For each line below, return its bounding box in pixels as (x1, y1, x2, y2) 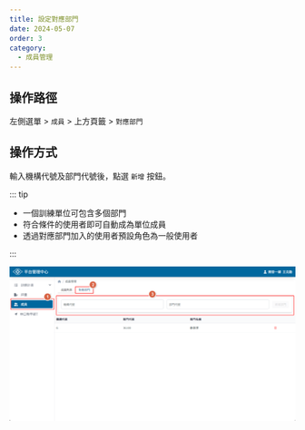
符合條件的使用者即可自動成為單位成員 (22, 219, 166, 230)
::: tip (9, 189, 29, 200)
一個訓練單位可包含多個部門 (22, 207, 127, 218)
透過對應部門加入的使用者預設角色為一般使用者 (22, 230, 198, 240)
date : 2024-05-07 (9, 24, 75, 34)
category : (9, 44, 47, 53)
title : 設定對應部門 (9, 15, 79, 24)
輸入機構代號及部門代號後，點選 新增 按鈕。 (9, 171, 171, 181)
